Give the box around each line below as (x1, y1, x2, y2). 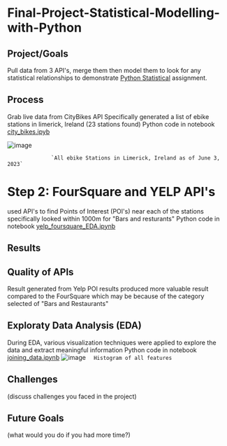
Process (7, 94, 44, 106)
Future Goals (7, 412, 64, 424)
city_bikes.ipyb (7, 127, 50, 136)
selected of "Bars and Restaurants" (7, 299, 109, 307)
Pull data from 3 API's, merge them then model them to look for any (7, 67, 201, 74)
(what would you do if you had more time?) (7, 431, 131, 439)
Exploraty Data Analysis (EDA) (7, 320, 142, 332)
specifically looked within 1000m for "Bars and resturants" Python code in (7, 214, 220, 223)
